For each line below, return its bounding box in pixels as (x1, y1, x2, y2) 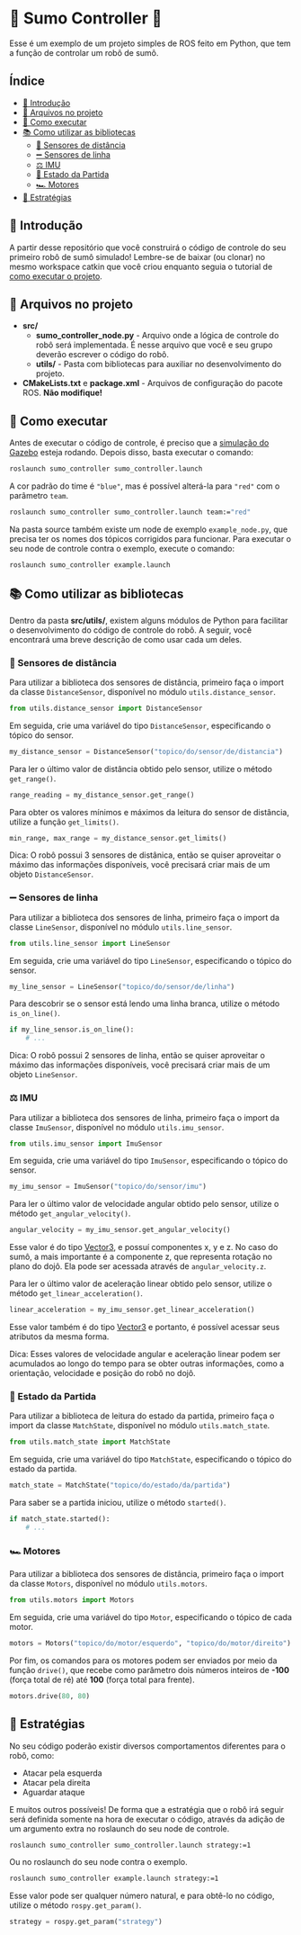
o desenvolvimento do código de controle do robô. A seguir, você (9, 625, 252, 635)
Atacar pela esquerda (22, 1768, 102, 1778)
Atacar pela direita (22, 1777, 91, 1787)
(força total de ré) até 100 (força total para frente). (9, 1674, 195, 1685)
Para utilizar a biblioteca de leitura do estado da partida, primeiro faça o (9, 1410, 275, 1421)
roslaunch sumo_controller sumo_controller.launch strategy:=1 (9, 1840, 252, 1849)
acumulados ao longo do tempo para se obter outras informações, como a (9, 1358, 285, 1369)
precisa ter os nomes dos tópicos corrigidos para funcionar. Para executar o (9, 533, 292, 544)
